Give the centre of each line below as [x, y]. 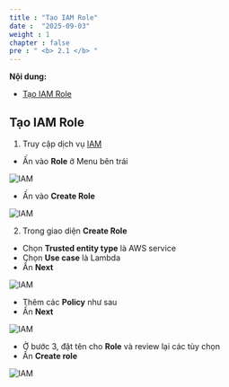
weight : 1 [30, 34]
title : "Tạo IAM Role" [54, 18]
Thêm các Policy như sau [70, 302]
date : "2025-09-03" [50, 26]
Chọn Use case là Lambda [71, 258]
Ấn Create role [50, 356]
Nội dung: [28, 76]
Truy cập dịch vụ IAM [62, 144]
